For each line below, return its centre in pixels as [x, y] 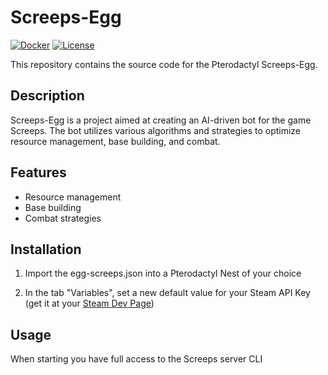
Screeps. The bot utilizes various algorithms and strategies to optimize [156, 130]
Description [47, 96]
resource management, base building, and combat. [115, 141]
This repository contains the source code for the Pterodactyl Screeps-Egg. [164, 64]
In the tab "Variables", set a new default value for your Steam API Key [167, 293]
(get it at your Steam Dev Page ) [89, 303]
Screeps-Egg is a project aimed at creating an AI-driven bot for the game [161, 120]
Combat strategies [63, 218]
